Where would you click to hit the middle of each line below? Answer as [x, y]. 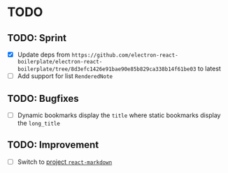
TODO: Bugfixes [43, 98]
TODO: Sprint [37, 38]
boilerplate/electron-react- [60, 62]
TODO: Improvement [53, 145]
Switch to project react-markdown [65, 162]
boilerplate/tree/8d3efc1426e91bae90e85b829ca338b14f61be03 [107, 69]
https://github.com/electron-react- [125, 55]
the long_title [39, 123]
